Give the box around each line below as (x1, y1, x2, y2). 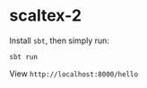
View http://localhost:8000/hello (9, 68, 139, 79)
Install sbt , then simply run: (9, 35, 110, 46)
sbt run (9, 52, 39, 61)
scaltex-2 (9, 5, 82, 26)
